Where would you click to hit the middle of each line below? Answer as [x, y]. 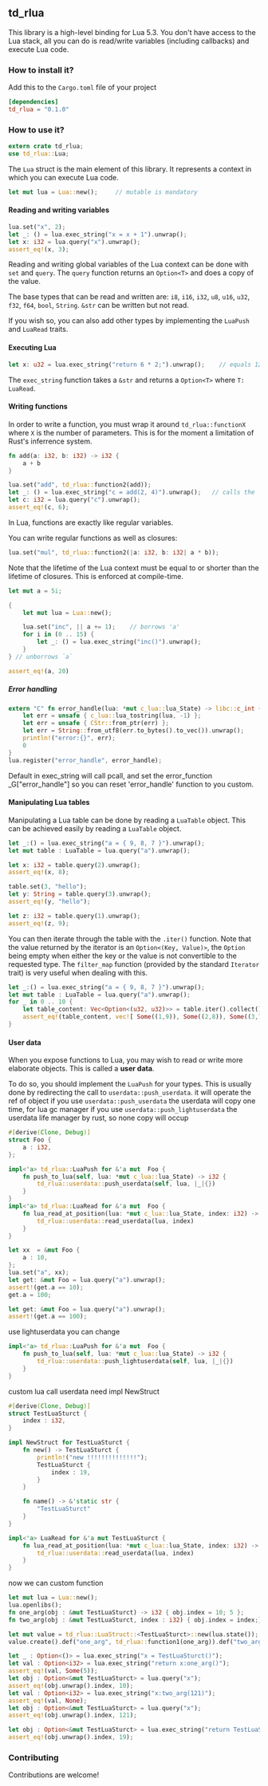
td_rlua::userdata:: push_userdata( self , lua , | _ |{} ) [126, 1184]
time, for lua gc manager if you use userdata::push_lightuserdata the [123, 1110]
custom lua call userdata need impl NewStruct [84, 1391]
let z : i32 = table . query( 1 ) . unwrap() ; [75, 916]
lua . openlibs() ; [35, 1605]
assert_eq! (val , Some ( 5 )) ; [53, 1671]
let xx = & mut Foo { [44, 1250]
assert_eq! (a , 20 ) [39, 671]
